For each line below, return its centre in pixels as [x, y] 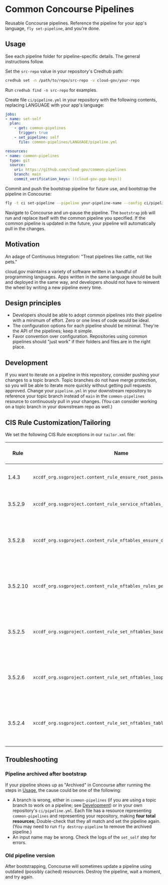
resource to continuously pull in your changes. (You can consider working [81, 401]
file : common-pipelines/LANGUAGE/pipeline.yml [68, 142]
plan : [15, 124]
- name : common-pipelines [32, 156]
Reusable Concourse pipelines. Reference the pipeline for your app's [76, 23]
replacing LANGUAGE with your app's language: [55, 105]
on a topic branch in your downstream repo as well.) [59, 407]
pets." [11, 262]
